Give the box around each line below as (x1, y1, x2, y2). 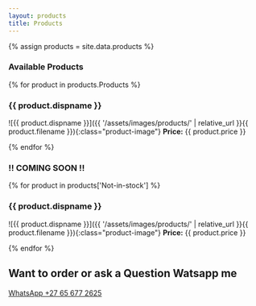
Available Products (8, 61, 85, 72)
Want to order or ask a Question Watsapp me (8, 267, 237, 280)
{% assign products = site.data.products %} (8, 41, 155, 51)
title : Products (8, 19, 63, 27)
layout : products (8, 11, 67, 20)
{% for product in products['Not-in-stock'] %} (8, 180, 161, 190)
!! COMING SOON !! (8, 163, 85, 174)
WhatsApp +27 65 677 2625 (8, 287, 102, 298)
